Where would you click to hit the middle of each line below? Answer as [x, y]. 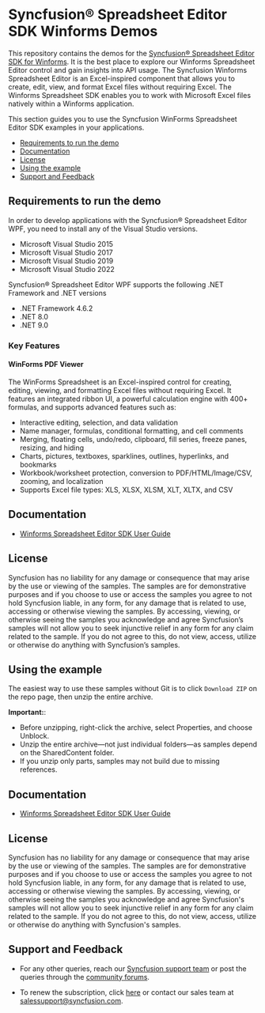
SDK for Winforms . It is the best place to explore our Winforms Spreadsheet [132, 62]
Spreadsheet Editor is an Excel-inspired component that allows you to [122, 78]
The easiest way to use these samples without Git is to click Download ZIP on [133, 689]
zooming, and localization [62, 481]
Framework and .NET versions [57, 293]
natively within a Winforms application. [71, 104]
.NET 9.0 [34, 325]
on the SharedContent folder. [67, 753]
